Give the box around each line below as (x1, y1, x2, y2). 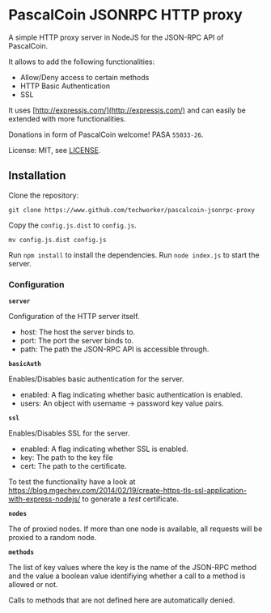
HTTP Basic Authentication (19, 81, 111, 91)
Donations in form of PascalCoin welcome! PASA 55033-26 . (8, 130, 204, 139)
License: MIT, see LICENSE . (8, 145, 101, 155)
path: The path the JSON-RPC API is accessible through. (19, 344, 210, 354)
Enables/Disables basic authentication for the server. (8, 374, 184, 384)
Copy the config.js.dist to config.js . (8, 220, 138, 230)
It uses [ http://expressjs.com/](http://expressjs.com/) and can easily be (8, 105, 247, 115)
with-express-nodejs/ (8, 494, 81, 504)
